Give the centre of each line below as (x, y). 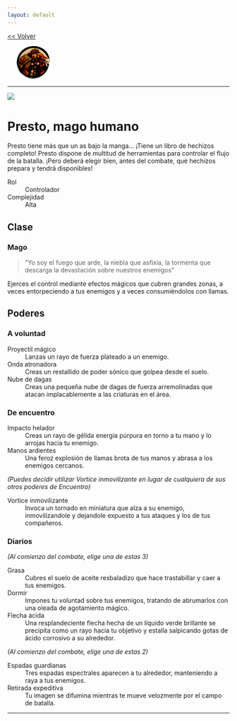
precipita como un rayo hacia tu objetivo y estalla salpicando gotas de (127, 630)
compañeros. (44, 523)
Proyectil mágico (32, 349)
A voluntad (26, 334)
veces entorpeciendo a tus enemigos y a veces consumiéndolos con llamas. (118, 291)
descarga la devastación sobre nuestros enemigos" (99, 270)
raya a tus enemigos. (55, 681)
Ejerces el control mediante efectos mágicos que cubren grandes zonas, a (115, 284)
